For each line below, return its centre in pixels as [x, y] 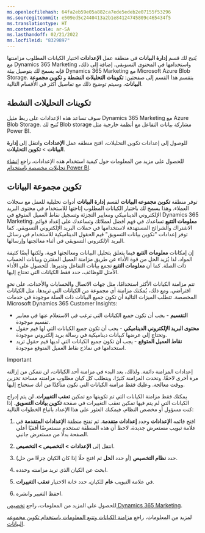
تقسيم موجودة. [33, 321]
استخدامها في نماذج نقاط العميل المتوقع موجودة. [71, 348]
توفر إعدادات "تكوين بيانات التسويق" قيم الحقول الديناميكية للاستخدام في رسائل [97, 234]
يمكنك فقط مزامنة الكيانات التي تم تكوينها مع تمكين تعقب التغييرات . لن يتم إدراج [97, 396]
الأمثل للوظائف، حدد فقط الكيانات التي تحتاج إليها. [63, 272]
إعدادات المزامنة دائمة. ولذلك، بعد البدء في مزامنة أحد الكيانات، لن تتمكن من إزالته [100, 371]
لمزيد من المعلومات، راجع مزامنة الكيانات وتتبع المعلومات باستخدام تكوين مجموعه [99, 517]
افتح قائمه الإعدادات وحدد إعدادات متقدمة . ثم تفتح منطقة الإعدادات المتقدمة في [106, 421]
